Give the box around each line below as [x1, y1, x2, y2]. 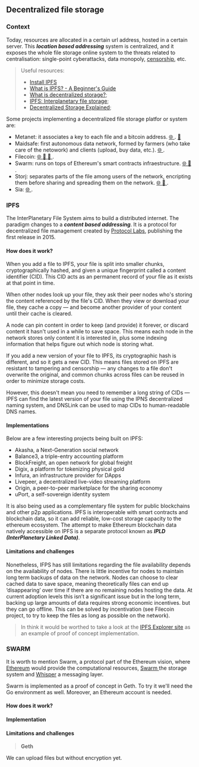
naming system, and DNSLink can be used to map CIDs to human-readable [6, 402, 190, 409]
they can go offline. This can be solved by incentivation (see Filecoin [6, 605, 174, 613]
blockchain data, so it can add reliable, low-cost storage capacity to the [6, 515, 182, 522]
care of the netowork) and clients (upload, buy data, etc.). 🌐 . [14, 146, 165, 153]
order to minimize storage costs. [6, 378, 86, 385]
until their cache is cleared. [6, 310, 72, 317]
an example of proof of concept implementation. [20, 629, 140, 637]
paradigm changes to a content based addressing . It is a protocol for [6, 221, 177, 228]
